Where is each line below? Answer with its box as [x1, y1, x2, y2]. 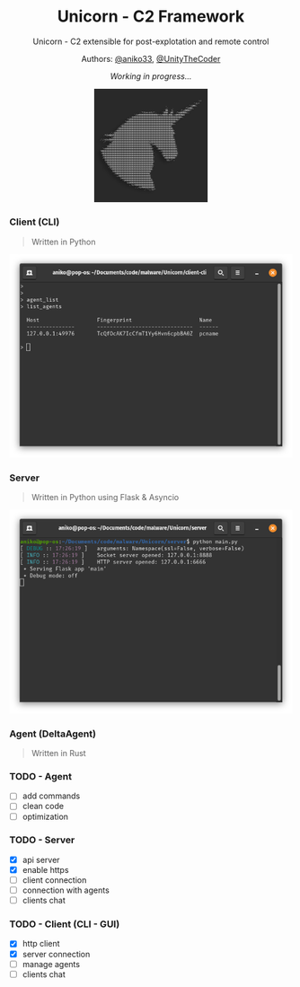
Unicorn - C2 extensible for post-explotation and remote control [32, 36, 269, 47]
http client [22, 939, 60, 949]
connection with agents [22, 885, 110, 895]
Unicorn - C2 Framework [57, 6, 245, 27]
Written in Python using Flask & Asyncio [31, 492, 180, 503]
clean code [22, 801, 65, 812]
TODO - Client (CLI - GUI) [9, 918, 120, 930]
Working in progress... [110, 70, 192, 82]
